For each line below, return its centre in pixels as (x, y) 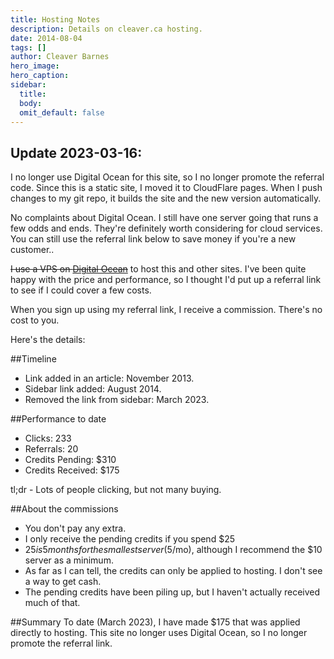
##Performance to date (58, 419)
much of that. (52, 603)
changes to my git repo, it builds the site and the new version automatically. (166, 198)
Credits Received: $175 (72, 470)
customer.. (32, 250)
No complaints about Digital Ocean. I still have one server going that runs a (164, 218)
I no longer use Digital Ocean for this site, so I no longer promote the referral (167, 177)
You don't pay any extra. (75, 528)
